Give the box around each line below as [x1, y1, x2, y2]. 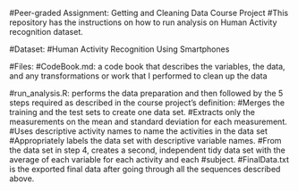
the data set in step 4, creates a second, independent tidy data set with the [9, 145, 286, 155]
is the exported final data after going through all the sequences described [9, 164, 281, 174]
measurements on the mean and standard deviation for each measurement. [9, 116, 288, 127]
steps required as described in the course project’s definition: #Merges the [9, 97, 285, 108]
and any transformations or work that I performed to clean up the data [9, 71, 268, 81]
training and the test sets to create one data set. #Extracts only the [9, 107, 255, 117]
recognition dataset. [9, 27, 83, 37]
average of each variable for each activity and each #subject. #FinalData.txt [9, 154, 289, 164]
